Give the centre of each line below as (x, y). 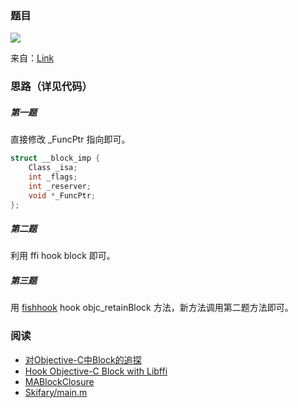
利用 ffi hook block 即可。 (63, 256)
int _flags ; (53, 177)
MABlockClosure (59, 381)
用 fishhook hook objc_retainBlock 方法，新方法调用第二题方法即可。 (152, 308)
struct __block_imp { (55, 158)
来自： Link (32, 58)
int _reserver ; (60, 186)
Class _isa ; (53, 168)
